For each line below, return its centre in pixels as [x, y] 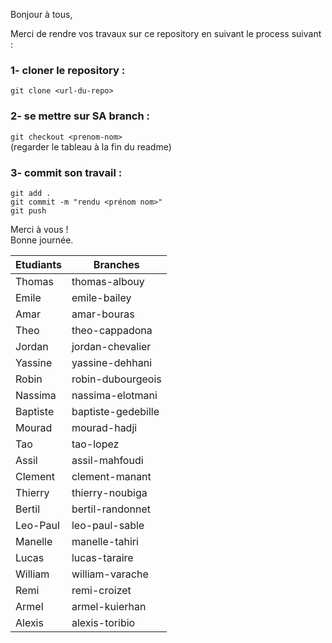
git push [28, 210]
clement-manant [111, 476]
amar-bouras [103, 314]
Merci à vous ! [39, 229]
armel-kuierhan [109, 606]
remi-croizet [101, 590]
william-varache [110, 574]
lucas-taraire [102, 557]
